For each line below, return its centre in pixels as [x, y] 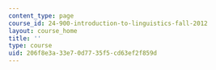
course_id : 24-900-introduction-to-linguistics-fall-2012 [108, 23]
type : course [30, 46]
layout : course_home [43, 31]
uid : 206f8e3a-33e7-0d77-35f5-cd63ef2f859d [83, 53]
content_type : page [41, 16]
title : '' [25, 38]
